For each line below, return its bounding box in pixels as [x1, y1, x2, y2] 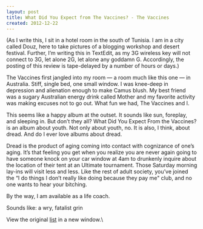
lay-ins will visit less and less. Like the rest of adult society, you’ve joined [6, 168, 188, 175]
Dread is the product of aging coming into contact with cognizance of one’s [6, 143, 195, 150]
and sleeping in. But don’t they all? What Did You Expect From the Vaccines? [6, 118, 197, 125]
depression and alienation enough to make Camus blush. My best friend [6, 87, 186, 94]
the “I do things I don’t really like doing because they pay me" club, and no [6, 175, 192, 182]
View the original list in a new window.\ [6, 216, 103, 224]
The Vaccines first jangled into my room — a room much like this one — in [6, 74, 191, 82]
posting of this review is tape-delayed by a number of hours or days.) [6, 62, 180, 69]
